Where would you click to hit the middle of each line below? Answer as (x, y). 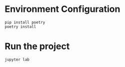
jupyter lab (17, 60)
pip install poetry (25, 22)
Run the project (37, 46)
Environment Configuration (62, 9)
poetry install (20, 27)
